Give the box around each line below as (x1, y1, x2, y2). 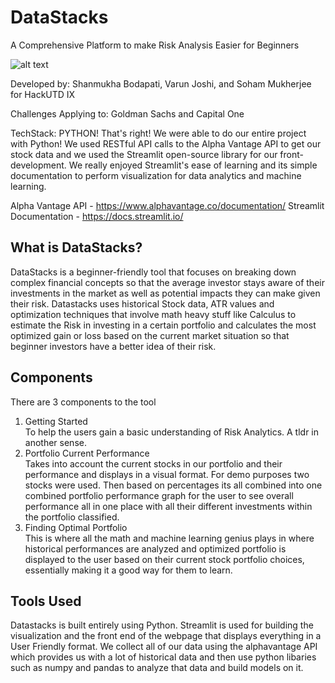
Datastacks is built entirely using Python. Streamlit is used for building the (10, 619, 314, 631)
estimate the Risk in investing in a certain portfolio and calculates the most (10, 319, 317, 331)
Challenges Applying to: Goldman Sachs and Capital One (10, 107, 245, 120)
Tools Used (10, 592, 82, 610)
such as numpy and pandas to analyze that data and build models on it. (10, 662, 304, 674)
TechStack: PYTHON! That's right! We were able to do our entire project (10, 127, 307, 139)
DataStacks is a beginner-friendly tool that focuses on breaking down (10, 266, 297, 278)
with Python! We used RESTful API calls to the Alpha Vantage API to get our (10, 137, 322, 150)
